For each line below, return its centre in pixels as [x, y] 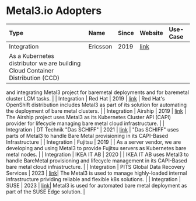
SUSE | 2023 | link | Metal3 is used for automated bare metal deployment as [97, 185]
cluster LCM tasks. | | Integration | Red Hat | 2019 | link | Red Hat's [85, 98]
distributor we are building [45, 63]
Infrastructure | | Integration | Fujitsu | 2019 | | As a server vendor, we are [94, 142]
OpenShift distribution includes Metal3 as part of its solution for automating [97, 105]
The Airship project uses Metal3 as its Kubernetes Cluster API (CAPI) [88, 117]
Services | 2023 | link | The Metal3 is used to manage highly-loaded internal [97, 173]
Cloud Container [32, 70]
